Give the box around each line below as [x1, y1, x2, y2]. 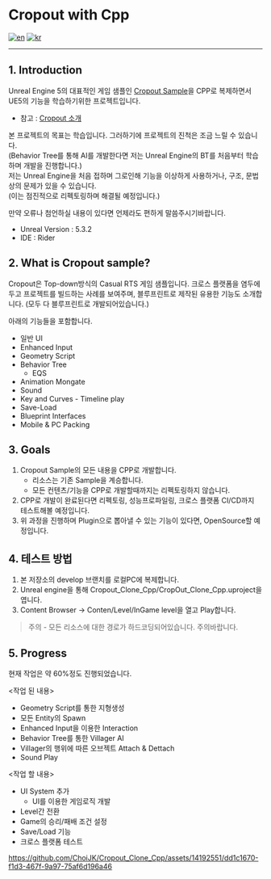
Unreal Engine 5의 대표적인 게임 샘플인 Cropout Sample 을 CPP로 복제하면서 [8, 86, 252, 95]
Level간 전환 [19, 806, 60, 816]
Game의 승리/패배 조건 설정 [19, 817, 107, 826]
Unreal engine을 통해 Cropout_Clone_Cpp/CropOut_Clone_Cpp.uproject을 [19, 585, 262, 595]
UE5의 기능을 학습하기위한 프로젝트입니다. [8, 95, 141, 106]
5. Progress [8, 646, 67, 660]
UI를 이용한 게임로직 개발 [31, 797, 111, 805]
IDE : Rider [19, 233, 56, 242]
